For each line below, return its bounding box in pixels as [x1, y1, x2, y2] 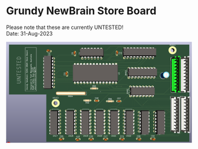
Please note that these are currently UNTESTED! [6, 24, 124, 31]
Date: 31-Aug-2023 [6, 30, 53, 37]
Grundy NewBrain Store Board [6, 4, 157, 18]
